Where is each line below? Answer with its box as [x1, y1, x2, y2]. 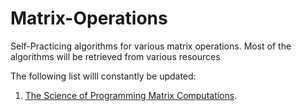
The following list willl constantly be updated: [10, 70, 197, 82]
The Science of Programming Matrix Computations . [24, 89, 238, 101]
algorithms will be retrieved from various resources [10, 50, 221, 62]
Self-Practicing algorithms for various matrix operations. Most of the [10, 40, 292, 52]
